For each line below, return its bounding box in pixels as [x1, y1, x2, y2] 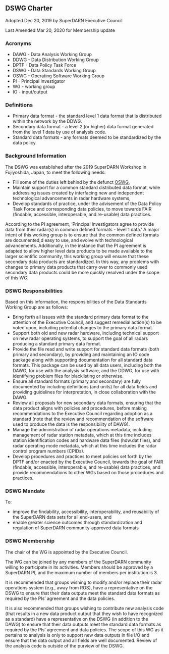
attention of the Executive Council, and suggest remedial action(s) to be [12, 319, 162, 325]
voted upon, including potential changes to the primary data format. [12, 325, 153, 330]
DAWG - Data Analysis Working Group [12, 52, 92, 58]
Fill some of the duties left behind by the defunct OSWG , [12, 179, 130, 185]
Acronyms [5, 40, 31, 47]
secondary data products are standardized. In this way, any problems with [5, 259, 159, 265]
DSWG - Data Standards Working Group [12, 68, 96, 74]
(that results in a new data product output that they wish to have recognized [5, 611, 163, 617]
